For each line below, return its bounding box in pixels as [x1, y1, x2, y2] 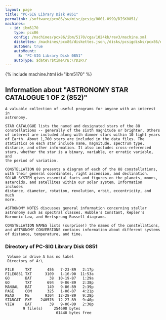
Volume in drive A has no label [7, 254, 74, 259]
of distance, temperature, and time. [5, 232, 83, 237]
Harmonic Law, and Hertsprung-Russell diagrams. [5, 214, 107, 220]
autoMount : [14, 48, 37, 53]
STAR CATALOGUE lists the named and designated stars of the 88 [5, 124, 140, 129]
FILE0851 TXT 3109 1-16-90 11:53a [5, 272, 94, 277]
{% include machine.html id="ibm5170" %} [5, 71, 92, 77]
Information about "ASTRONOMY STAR [5, 85, 128, 94]
